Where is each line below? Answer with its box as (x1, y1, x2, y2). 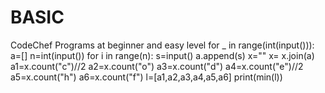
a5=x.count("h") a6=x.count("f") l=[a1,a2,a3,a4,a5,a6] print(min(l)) (10, 71, 283, 83)
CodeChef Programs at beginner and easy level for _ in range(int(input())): (10, 39, 315, 51)
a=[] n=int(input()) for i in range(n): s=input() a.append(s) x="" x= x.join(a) (10, 49, 315, 61)
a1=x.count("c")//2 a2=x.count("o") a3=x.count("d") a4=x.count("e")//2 (10, 60, 304, 72)
